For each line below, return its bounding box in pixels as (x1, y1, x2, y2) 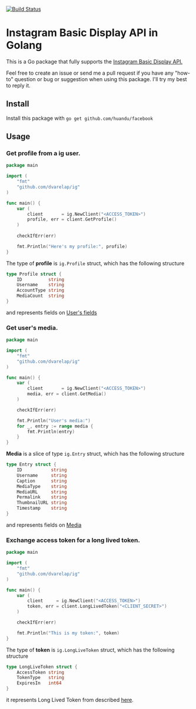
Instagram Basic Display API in (6, 26, 158, 39)
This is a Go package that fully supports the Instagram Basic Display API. (6, 58, 183, 65)
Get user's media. (6, 323, 58, 332)
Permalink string (16, 494, 67, 500)
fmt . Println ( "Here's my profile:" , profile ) (16, 243, 128, 249)
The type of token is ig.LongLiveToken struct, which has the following (6, 646, 175, 653)
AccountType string (16, 287, 65, 293)
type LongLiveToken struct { (6, 664, 78, 670)
